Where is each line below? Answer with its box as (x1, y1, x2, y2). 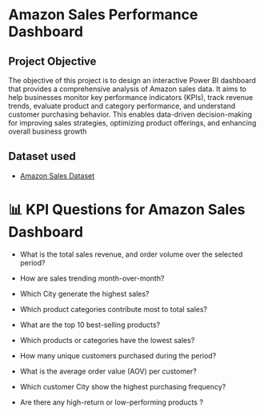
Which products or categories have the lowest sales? (19, 335, 195, 345)
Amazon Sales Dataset (19, 170, 95, 181)
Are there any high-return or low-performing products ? (19, 397, 204, 407)
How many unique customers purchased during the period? (19, 350, 217, 361)
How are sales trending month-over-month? (19, 273, 165, 283)
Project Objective (8, 54, 97, 68)
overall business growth (8, 126, 87, 136)
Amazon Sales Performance (8, 6, 198, 24)
